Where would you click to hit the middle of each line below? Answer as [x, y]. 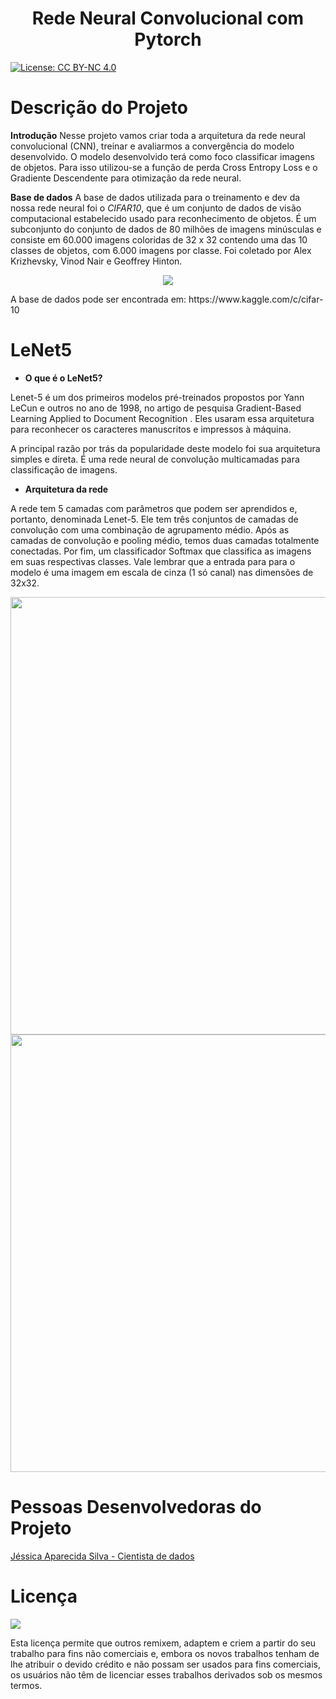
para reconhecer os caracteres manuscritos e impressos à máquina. [151, 429]
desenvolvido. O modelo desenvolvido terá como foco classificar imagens [162, 156]
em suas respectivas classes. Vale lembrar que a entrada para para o [153, 561]
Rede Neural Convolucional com [168, 18]
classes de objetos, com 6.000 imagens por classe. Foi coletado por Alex [161, 250]
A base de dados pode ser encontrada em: [98, 299]
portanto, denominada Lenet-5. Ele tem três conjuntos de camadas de [154, 519]
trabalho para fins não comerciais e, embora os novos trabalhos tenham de [165, 1653]
